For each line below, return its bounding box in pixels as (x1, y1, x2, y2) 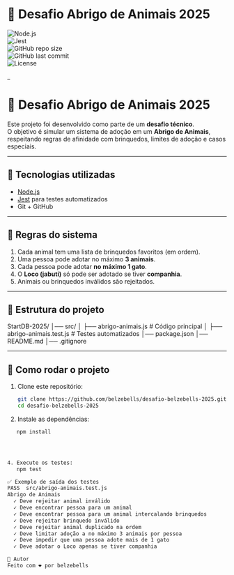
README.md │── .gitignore (7, 337, 87, 346)
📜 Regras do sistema (7, 229, 97, 241)
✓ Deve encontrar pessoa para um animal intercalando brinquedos (13, 510, 208, 518)
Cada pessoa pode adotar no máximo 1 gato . (17, 262, 148, 270)
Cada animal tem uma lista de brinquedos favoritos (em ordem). (17, 247, 201, 256)
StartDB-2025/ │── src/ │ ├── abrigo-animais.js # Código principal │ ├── (7, 322, 223, 330)
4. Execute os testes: (7, 459, 73, 466)
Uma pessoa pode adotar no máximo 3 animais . (17, 254, 156, 263)
